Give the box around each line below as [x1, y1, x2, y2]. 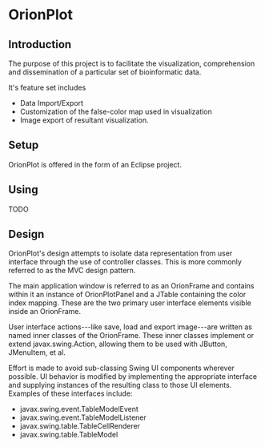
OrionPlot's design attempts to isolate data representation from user [8, 248, 233, 258]
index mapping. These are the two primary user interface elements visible [8, 298, 252, 308]
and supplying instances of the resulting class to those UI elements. [8, 381, 232, 390]
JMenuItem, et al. [8, 348, 66, 357]
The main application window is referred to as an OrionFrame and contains [8, 281, 255, 291]
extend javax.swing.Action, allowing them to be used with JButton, [8, 339, 228, 349]
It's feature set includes [8, 83, 86, 92]
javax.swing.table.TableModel [19, 430, 118, 440]
